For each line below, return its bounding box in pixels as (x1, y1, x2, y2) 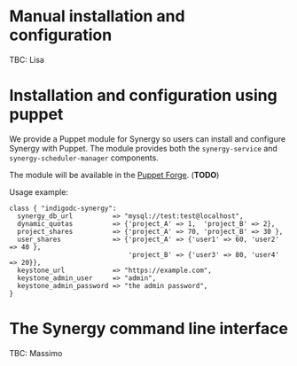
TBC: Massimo (9, 347, 63, 358)
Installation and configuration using (9, 86, 277, 105)
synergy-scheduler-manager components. (9, 152, 160, 163)
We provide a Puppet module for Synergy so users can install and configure (9, 133, 286, 144)
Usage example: (9, 186, 69, 197)
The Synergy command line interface (9, 319, 288, 339)
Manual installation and (9, 6, 185, 27)
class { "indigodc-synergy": (9, 204, 117, 213)
